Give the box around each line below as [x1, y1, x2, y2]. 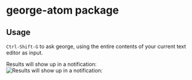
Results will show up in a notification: [6, 60, 97, 68]
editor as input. [6, 49, 43, 56]
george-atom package [6, 4, 119, 17]
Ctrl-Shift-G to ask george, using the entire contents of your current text [6, 43, 186, 50]
